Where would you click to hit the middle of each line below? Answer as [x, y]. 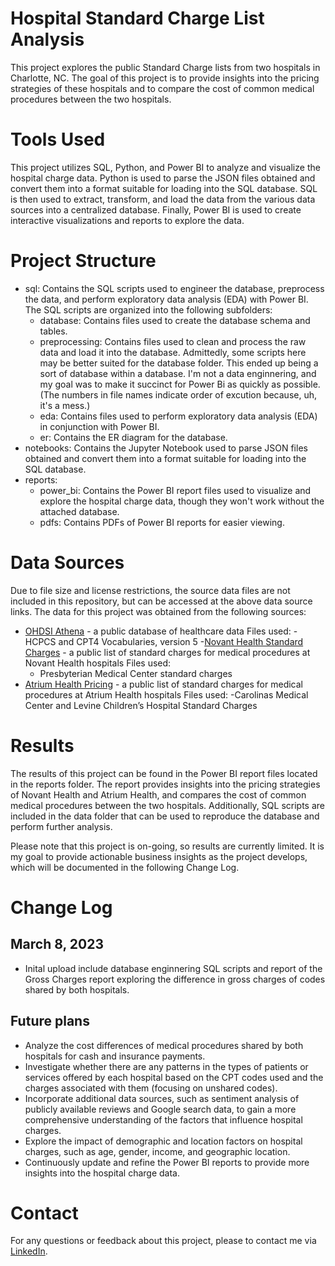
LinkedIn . [29, 1251]
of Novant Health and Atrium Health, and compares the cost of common [158, 794]
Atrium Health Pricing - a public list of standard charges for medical [163, 684]
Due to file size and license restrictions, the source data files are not [150, 590]
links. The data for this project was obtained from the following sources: [158, 611]
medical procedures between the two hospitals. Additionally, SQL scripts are [167, 805]
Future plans [50, 1021]
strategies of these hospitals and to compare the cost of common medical [162, 88]
